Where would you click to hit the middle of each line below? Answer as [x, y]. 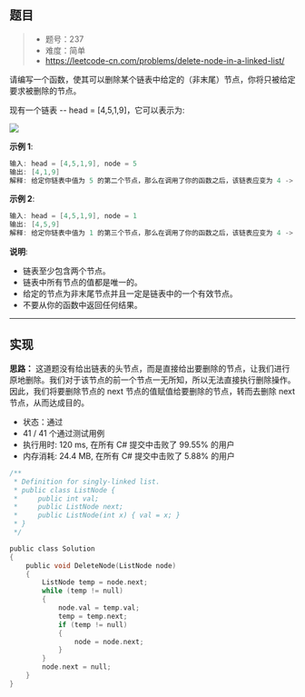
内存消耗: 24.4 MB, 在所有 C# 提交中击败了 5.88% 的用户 [129, 455]
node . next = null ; [77, 667]
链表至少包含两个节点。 [66, 271]
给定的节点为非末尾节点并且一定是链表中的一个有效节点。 [130, 294]
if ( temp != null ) [93, 624]
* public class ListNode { [64, 490]
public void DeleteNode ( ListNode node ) [101, 565]
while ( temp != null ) [83, 591]
